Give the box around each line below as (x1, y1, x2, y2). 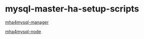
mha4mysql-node (5, 28, 41, 34)
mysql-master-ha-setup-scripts (5, 3, 139, 14)
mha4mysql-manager (5, 19, 49, 25)
